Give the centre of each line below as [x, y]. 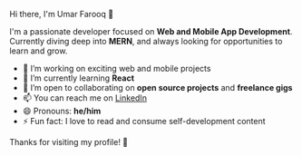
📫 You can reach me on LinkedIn [85, 98]
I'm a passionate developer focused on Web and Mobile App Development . [151, 31]
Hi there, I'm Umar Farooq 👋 [62, 14]
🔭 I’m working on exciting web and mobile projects [117, 68]
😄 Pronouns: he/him [62, 111]
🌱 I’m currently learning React [78, 78]
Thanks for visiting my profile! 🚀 [69, 142]
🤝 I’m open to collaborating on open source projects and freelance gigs [157, 88]
